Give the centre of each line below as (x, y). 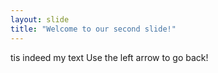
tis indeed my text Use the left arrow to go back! (109, 57)
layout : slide (40, 19)
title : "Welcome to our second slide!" (93, 29)
